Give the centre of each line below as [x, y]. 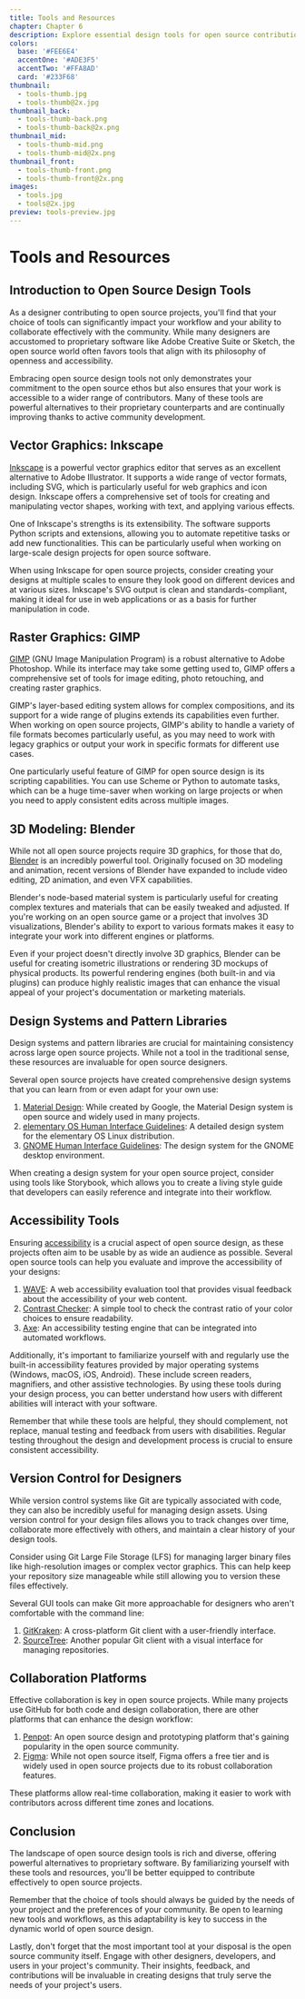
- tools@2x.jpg [46, 204]
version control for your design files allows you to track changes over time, [149, 1519]
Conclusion [43, 1831]
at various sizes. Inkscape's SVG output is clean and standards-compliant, [148, 589]
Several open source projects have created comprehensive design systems [150, 1079]
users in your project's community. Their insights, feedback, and [130, 1966]
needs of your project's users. [66, 1985]
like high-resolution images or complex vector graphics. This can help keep [150, 1566]
